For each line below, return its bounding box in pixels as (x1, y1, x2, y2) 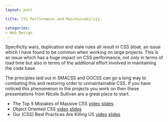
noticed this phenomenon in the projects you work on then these (5, 86, 139, 92)
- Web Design (5, 30, 33, 35)
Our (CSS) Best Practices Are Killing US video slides (12, 111, 121, 117)
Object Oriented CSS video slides (12, 106, 82, 112)
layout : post (5, 7, 33, 13)
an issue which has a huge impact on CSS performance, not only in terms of (5, 55, 163, 61)
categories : (5, 26, 30, 31)
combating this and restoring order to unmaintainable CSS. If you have (5, 80, 151, 86)
